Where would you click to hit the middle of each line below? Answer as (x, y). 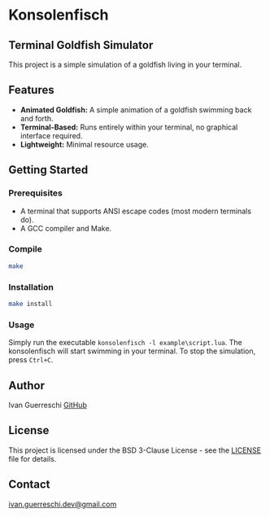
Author (26, 386)
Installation (31, 287)
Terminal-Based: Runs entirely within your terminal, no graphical (129, 127)
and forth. (37, 118)
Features (31, 90)
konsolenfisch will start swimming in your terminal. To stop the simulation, (132, 351)
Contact (29, 485)
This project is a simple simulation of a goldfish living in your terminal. (125, 64)
